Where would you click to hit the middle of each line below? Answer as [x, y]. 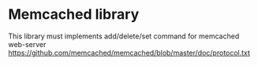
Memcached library [74, 14]
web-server [27, 44]
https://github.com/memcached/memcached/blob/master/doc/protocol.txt [129, 52]
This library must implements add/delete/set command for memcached [124, 36]
